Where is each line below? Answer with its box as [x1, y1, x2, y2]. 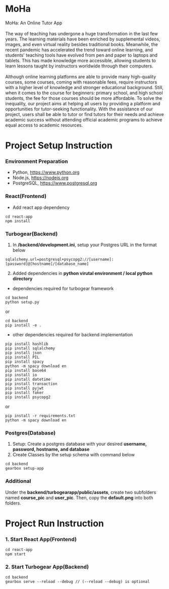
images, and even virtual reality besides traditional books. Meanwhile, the [5, 41, 158, 47]
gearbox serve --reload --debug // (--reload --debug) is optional [5, 579, 150, 584]
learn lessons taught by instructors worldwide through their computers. [5, 63, 153, 69]
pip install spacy [5, 359, 44, 365]
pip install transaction [5, 381, 58, 386]
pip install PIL [5, 355, 39, 360]
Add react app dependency [12, 204, 70, 210]
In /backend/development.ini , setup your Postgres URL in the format [12, 242, 157, 248]
